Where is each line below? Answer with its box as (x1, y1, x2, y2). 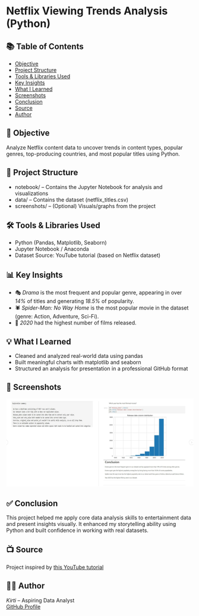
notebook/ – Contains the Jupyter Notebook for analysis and (14, 183, 163, 190)
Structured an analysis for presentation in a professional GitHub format (14, 365, 188, 372)
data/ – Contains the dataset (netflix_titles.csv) (14, 196, 129, 203)
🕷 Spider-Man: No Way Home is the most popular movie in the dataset (14, 304, 189, 311)
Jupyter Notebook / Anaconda (14, 246, 89, 253)
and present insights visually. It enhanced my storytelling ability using (6, 520, 176, 527)
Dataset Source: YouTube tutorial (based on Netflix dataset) (14, 252, 161, 259)
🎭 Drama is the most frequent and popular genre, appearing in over (14, 289, 182, 296)
